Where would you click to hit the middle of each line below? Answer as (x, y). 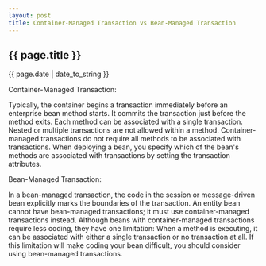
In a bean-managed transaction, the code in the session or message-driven (132, 195)
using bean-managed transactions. (66, 254)
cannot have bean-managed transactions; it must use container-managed (129, 212)
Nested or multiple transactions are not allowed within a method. (114, 130)
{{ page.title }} (45, 55)
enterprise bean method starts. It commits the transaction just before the (127, 114)
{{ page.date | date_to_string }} (59, 74)
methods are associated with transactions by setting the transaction (119, 156)
